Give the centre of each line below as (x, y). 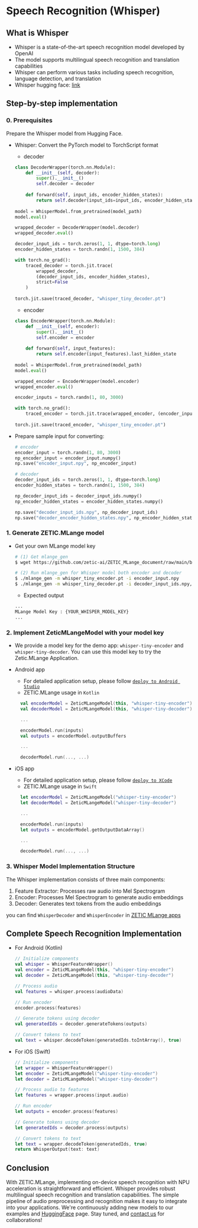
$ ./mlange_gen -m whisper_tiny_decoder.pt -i (73, 584)
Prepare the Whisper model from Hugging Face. (64, 133)
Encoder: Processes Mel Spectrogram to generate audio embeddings (99, 897)
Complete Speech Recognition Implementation (94, 933)
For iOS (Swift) (33, 1051)
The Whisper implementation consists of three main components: (86, 879)
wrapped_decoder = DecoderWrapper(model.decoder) (77, 228)
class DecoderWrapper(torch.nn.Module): (65, 167)
